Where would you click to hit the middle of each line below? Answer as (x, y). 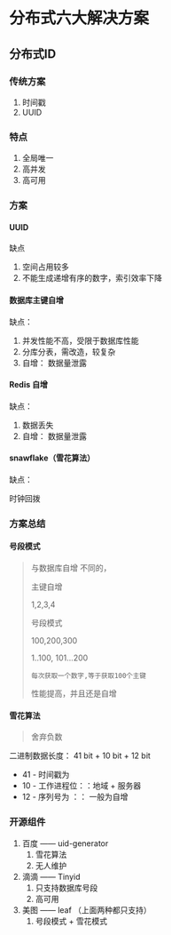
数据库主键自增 (36, 300)
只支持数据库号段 (66, 887)
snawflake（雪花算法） (52, 458)
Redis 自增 (29, 385)
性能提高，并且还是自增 (74, 693)
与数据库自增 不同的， (71, 568)
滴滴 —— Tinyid (51, 876)
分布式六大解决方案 (79, 18)
